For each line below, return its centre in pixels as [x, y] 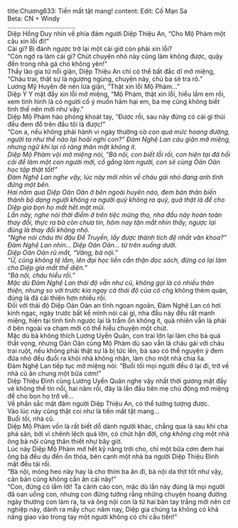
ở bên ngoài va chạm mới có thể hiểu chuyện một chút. [88, 328]
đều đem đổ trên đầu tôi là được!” [56, 124]
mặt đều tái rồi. [29, 464]
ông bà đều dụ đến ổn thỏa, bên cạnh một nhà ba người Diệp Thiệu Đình [113, 456]
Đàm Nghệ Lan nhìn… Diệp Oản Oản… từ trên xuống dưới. [92, 245]
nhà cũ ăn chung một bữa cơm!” [54, 373]
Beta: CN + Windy [34, 18]
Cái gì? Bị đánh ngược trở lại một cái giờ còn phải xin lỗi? [90, 49]
